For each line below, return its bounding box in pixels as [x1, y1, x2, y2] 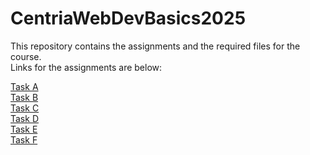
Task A [10, 80, 39, 92]
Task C [10, 102, 40, 114]
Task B [10, 91, 39, 103]
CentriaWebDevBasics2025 [10, 7, 247, 30]
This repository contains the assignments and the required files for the [10, 40, 301, 52]
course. [10, 50, 42, 62]
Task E [10, 123, 38, 135]
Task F [10, 133, 38, 146]
